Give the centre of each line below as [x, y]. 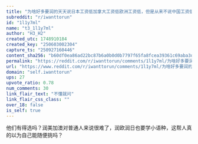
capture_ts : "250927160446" [41, 50]
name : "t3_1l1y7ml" [30, 28]
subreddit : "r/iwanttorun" [39, 17]
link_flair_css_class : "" [38, 99]
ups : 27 [16, 77]
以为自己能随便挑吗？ [37, 135]
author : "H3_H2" [26, 34]
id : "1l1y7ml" [24, 22]
